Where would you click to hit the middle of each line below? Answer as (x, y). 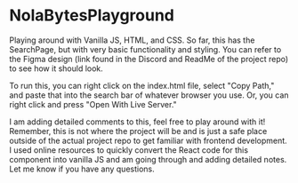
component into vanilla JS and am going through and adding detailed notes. (148, 159)
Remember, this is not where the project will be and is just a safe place (138, 131)
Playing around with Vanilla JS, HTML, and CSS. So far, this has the (132, 40)
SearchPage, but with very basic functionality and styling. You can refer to (145, 49)
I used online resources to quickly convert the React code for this (129, 150)
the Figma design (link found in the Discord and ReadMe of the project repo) (149, 59)
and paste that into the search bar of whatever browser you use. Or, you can (149, 95)
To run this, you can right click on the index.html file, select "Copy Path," (142, 85)
